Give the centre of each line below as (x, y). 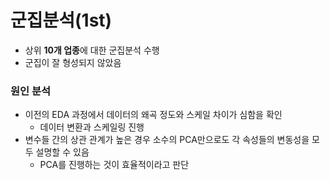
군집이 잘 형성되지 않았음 (73, 62)
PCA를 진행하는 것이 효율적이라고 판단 (114, 165)
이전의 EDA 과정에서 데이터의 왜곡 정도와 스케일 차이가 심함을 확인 (153, 115)
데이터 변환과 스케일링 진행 (92, 127)
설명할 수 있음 (62, 152)
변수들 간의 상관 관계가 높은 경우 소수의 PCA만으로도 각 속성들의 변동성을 (167, 140)
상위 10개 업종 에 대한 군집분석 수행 (92, 50)
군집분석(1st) (61, 20)
